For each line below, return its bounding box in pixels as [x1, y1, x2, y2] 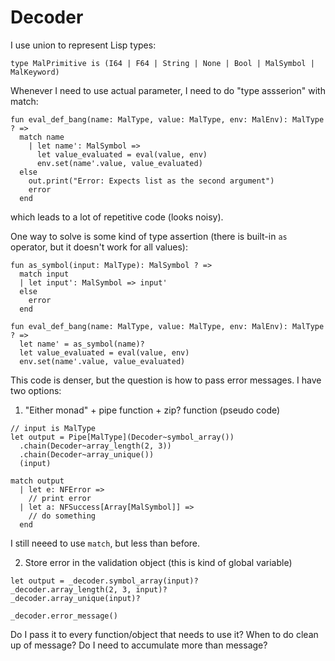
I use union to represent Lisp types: [10, 39, 157, 51]
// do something [28, 511, 97, 521]
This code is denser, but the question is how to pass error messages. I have [10, 374, 322, 386]
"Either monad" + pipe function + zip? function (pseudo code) [24, 404, 281, 416]
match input [19, 269, 70, 279]
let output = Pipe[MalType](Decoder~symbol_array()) [10, 432, 235, 442]
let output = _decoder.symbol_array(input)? [10, 576, 199, 586]
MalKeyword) [10, 67, 60, 77]
